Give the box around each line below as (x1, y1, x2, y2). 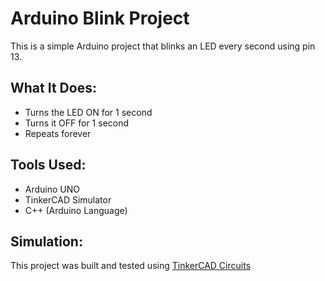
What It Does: (10, 80, 97, 97)
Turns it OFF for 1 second (24, 117, 130, 129)
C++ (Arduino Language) (24, 204, 128, 216)
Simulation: (10, 233, 83, 250)
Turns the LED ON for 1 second (24, 106, 153, 118)
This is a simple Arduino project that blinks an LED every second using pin (10, 40, 316, 52)
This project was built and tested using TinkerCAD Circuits (10, 260, 252, 272)
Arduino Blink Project (10, 7, 190, 30)
